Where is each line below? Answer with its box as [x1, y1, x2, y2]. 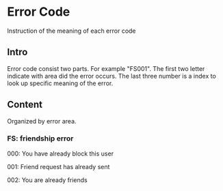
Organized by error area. [7, 117, 77, 125]
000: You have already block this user [7, 149, 114, 158]
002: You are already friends [7, 175, 88, 184]
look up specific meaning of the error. [7, 79, 114, 87]
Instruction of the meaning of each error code [7, 27, 136, 35]
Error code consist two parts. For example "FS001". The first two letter [7, 64, 205, 72]
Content [7, 99, 43, 111]
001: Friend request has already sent [7, 162, 110, 171]
